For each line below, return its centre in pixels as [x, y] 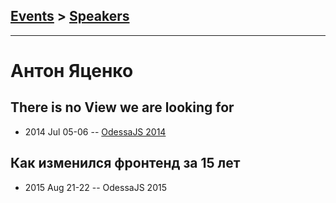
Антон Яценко [72, 71]
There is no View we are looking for [122, 107]
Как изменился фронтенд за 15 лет [125, 163]
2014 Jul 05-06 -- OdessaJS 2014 [95, 131]
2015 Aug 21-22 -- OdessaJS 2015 [95, 187]
